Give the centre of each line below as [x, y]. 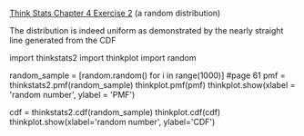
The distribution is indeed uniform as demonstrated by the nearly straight [147, 30]
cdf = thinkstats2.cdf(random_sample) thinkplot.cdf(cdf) [115, 112]
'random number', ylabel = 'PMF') [72, 95]
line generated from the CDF [63, 40]
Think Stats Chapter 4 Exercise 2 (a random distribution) [115, 13]
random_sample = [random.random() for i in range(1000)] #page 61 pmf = [147, 75]
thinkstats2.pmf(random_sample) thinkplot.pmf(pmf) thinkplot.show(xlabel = [152, 85]
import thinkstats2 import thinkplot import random [103, 58]
